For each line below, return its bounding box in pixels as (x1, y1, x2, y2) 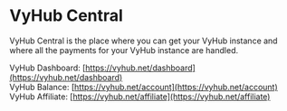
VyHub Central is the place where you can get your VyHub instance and (9, 35, 278, 46)
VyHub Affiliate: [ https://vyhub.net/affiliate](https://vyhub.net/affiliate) (9, 91, 271, 102)
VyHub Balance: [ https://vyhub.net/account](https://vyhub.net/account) (9, 81, 278, 92)
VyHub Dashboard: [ (9, 62, 86, 73)
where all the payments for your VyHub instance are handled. (9, 44, 238, 55)
